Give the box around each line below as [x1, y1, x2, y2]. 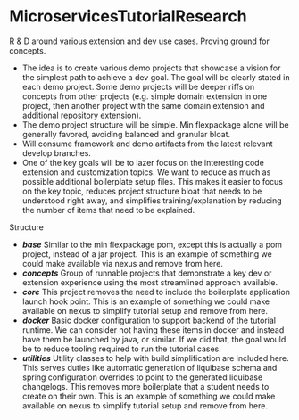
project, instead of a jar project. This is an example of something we [21, 248, 272, 259]
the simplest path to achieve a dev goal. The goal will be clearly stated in [21, 71, 290, 82]
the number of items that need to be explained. [21, 204, 195, 215]
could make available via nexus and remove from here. [21, 258, 223, 268]
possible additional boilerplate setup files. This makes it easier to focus [21, 176, 284, 186]
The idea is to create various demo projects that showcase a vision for [21, 62, 281, 73]
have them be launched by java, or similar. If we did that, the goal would [21, 334, 287, 344]
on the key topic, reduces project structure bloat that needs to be [21, 185, 262, 196]
